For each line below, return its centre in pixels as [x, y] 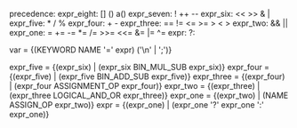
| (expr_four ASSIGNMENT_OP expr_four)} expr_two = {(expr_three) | [135, 86]
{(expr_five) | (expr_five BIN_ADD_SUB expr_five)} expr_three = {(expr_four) [147, 76]
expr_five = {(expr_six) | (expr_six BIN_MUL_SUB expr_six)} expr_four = [139, 67]
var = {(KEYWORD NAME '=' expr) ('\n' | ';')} [91, 50]
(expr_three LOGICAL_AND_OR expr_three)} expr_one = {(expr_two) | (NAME [149, 95]
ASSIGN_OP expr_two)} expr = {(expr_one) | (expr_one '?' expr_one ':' [136, 105]
